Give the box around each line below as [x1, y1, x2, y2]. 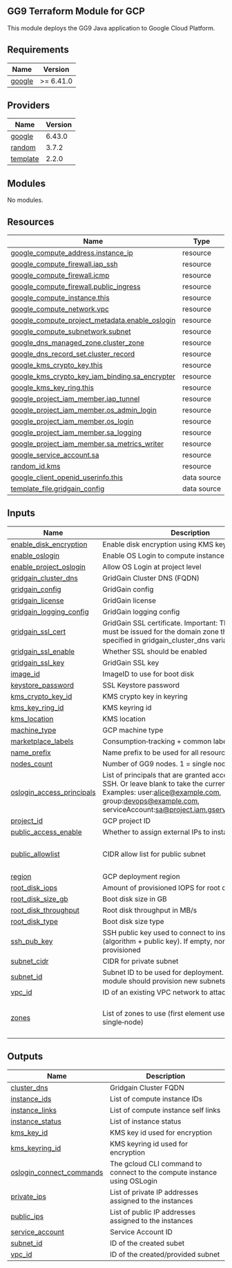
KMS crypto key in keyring [102, 691, 188, 701]
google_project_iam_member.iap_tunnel [10, 394, 140, 404]
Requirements [7, 44, 69, 56]
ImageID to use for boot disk [102, 669, 195, 679]
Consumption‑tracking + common [102, 736, 212, 746]
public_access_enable [10, 827, 82, 837]
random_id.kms [10, 462, 61, 471]
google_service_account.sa [10, 451, 99, 460]
